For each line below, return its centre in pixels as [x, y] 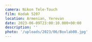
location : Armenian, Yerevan [35, 18]
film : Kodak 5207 [23, 14]
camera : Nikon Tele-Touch [31, 9]
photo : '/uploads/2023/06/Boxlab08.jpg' [47, 32]
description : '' [21, 28]
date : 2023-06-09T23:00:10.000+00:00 [43, 23]
